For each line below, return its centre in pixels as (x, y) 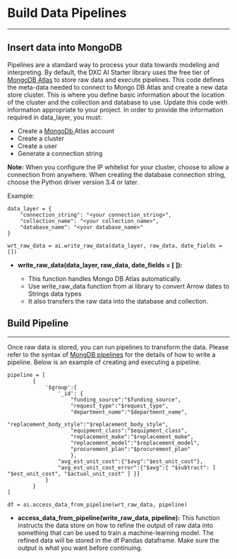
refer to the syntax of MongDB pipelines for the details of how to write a (112, 354)
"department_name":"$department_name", (129, 412)
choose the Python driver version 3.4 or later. (73, 182)
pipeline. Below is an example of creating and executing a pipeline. (104, 362)
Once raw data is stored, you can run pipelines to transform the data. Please (118, 347)
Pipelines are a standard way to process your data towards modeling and (114, 64)
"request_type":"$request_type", (120, 406)
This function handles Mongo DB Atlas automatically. (105, 278)
